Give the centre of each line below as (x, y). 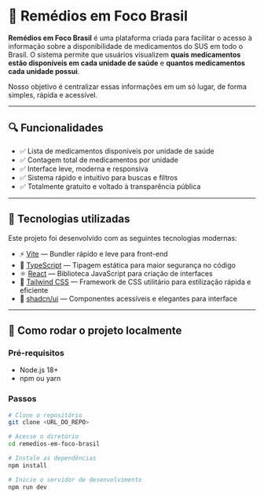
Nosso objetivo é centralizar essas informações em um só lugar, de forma (128, 87)
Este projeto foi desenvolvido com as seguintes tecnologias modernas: (123, 238)
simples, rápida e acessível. (53, 94)
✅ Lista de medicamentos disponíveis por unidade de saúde (117, 151)
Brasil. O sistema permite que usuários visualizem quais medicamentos (125, 54)
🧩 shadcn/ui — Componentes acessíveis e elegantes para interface (128, 298)
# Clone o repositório (45, 415)
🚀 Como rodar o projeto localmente (95, 330)
